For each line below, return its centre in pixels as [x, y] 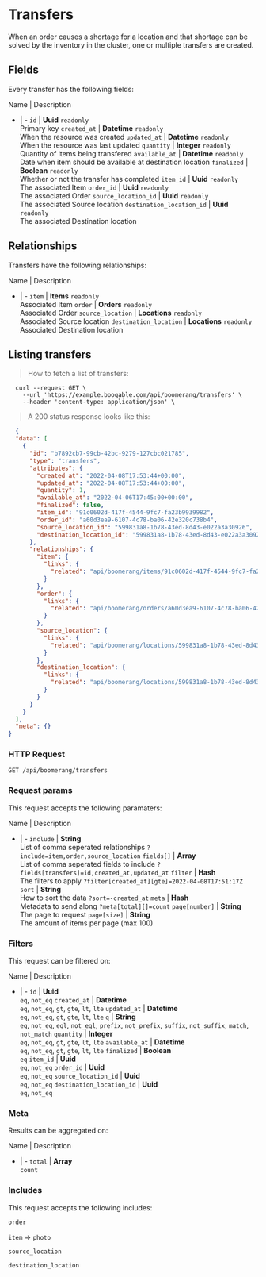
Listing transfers [50, 354]
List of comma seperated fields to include [87, 864]
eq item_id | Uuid [48, 1059]
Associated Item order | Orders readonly [86, 304]
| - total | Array [46, 1161]
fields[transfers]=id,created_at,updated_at [94, 873]
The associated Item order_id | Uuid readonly [94, 187]
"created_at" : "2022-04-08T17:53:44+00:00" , [111, 475]
